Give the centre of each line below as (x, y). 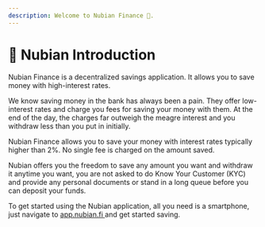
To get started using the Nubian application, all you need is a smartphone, (129, 206)
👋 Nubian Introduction (82, 54)
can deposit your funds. (47, 190)
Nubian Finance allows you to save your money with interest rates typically (130, 141)
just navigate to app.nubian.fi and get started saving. (94, 214)
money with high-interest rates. (60, 85)
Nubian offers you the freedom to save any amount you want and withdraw (131, 165)
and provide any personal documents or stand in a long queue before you (128, 182)
